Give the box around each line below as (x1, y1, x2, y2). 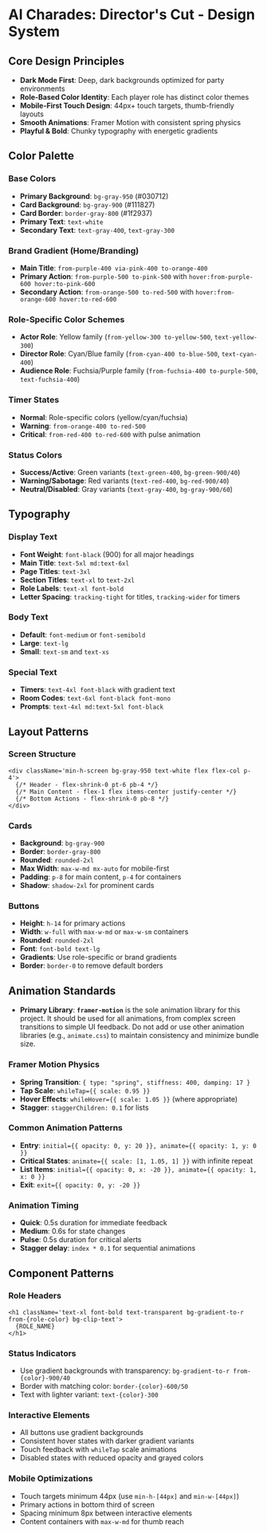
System (8, 22, 61, 41)
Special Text (8, 666, 57, 678)
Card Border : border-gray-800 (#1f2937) (19, 208, 153, 218)
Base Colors (8, 173, 57, 184)
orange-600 (19, 295, 57, 304)
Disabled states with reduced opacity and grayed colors (19, 1453, 204, 1463)
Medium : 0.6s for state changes (19, 1226, 126, 1236)
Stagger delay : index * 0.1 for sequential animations (19, 1244, 196, 1253)
